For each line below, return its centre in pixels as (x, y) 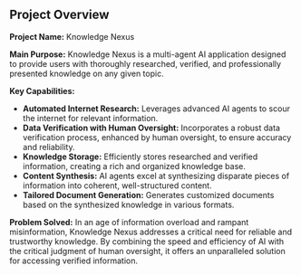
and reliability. (49, 147)
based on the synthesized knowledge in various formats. (128, 204)
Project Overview (59, 15)
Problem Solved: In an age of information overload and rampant (129, 222)
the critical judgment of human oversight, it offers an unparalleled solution (147, 251)
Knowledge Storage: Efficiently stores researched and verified (140, 156)
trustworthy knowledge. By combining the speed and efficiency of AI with (146, 241)
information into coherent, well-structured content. (117, 185)
